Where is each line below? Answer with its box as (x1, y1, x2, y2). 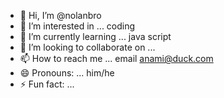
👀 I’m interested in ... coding (19, 20, 136, 32)
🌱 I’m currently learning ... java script (19, 31, 172, 42)
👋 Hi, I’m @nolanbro (19, 10, 102, 21)
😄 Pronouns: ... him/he (19, 67, 115, 79)
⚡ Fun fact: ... (19, 78, 75, 90)
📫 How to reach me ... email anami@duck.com (19, 53, 214, 64)
